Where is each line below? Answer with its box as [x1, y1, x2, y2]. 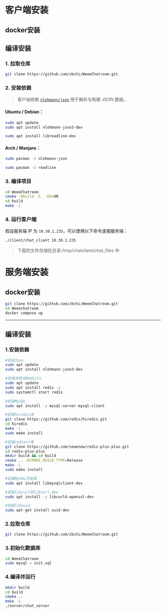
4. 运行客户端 [5, 216, 37, 223]
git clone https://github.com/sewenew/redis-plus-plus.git [5, 444, 129, 449]
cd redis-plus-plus [5, 449, 45, 454]
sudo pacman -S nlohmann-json [5, 156, 68, 161]
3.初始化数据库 [5, 545, 41, 552]
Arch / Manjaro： [5, 145, 41, 151]
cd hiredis [5, 421, 28, 426]
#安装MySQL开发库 [5, 476, 37, 481]
